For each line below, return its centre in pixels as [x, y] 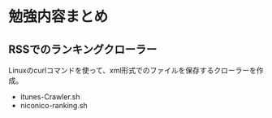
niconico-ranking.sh [54, 105]
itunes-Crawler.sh [50, 97]
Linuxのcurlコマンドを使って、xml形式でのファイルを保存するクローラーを [133, 70]
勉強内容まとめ [58, 17]
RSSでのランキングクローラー [83, 49]
